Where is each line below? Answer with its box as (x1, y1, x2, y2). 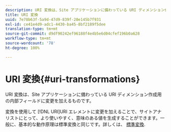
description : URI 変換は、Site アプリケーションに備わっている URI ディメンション (5, 7, 165, 13)
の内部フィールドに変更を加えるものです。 (5, 97, 94, 103)
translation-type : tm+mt (5, 27, 58, 32)
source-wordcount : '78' (5, 41, 56, 46)
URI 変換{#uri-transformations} (5, 73, 140, 85)
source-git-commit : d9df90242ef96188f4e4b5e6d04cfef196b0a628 (5, 31, 140, 36)
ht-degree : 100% (5, 45, 40, 50)
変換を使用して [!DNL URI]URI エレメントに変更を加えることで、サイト (5, 108, 153, 115)
